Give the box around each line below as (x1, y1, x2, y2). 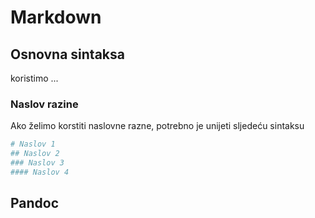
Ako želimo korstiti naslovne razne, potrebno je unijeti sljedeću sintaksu (10, 120, 305, 132)
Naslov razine (10, 97, 79, 111)
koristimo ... (10, 72, 59, 84)
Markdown (10, 6, 102, 29)
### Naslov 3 (10, 158, 65, 168)
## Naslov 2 (10, 149, 60, 159)
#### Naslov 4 (10, 167, 70, 177)
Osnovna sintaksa (10, 46, 125, 63)
